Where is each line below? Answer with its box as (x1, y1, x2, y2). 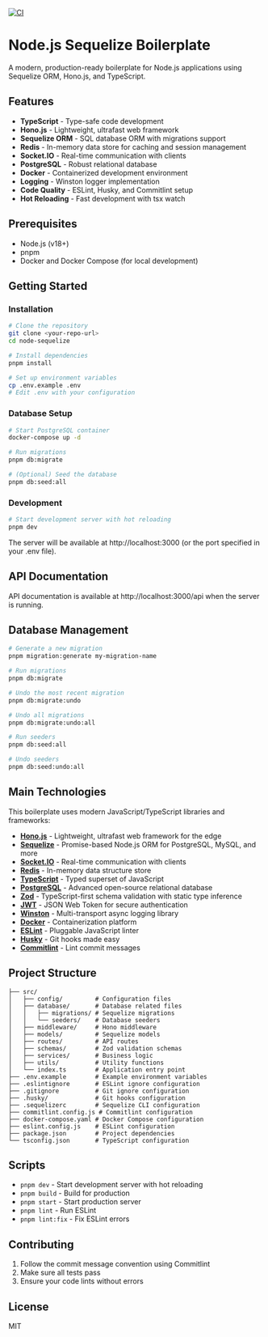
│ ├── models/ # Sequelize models (8, 1030, 161, 1038)
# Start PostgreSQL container (8, 426, 111, 435)
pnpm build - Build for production (19, 1188, 131, 1198)
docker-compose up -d (8, 434, 82, 442)
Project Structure (8, 966, 97, 980)
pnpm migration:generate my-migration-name (8, 652, 157, 660)
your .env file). (8, 546, 57, 556)
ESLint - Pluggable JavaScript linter (19, 925, 140, 935)
